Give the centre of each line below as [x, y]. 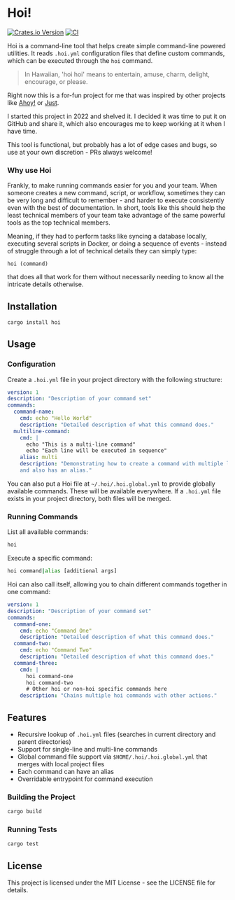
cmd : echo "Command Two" [56, 650]
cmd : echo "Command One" [56, 631]
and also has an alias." [56, 470]
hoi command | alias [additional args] [62, 571]
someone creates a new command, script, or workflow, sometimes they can [116, 193]
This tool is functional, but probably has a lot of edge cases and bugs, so [112, 144]
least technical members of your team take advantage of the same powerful [116, 216]
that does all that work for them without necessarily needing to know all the [116, 277]
